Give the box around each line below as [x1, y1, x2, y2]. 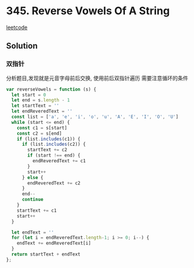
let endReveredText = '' [11, 109, 73, 114]
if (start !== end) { [27, 152, 81, 158]
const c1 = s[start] [17, 125, 67, 131]
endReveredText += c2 [27, 180, 81, 186]
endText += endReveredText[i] [17, 240, 92, 247]
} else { [21, 174, 44, 180]
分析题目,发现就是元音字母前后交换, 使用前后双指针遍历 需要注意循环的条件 [6, 74, 188, 81]
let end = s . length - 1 [11, 97, 70, 103]
